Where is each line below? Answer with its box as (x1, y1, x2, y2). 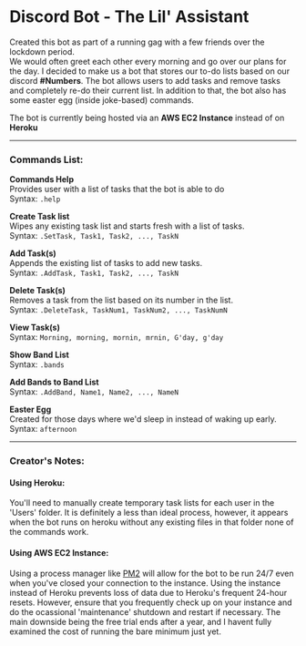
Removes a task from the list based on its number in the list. (9, 294, 234, 306)
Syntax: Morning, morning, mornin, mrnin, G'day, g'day (9, 332, 224, 343)
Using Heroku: (9, 477, 66, 488)
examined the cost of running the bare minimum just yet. (9, 626, 221, 637)
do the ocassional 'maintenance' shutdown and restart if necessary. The (9, 606, 280, 617)
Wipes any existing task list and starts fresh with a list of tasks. (9, 220, 245, 231)
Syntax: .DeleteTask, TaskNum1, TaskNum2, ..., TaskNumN (9, 304, 228, 315)
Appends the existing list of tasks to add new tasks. (9, 258, 203, 269)
